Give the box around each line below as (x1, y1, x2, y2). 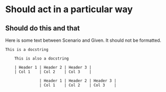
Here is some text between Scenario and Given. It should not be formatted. (5, 37, 161, 43)
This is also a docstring (14, 56, 69, 61)
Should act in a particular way (5, 4, 133, 15)
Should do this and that (5, 24, 80, 33)
